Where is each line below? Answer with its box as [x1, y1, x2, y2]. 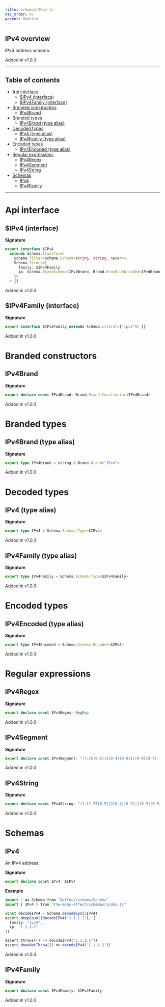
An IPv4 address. [5, 860, 40, 866]
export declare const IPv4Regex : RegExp [5, 710, 89, 715]
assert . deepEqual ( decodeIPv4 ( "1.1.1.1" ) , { [5, 915, 96, 921]
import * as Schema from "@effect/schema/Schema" [5, 898, 109, 902]
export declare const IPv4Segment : [5, 756, 78, 761]
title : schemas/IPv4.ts [5, 7, 54, 12]
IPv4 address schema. [5, 48, 51, 54]
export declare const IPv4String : [5, 801, 76, 807]
